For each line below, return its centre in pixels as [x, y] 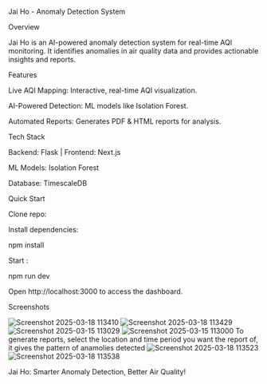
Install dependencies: [43, 230]
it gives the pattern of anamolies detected [77, 348]
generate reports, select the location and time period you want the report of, [133, 339]
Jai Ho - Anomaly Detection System [67, 12]
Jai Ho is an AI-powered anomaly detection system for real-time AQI [120, 42]
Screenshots [29, 307]
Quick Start [27, 198]
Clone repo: [27, 214]
